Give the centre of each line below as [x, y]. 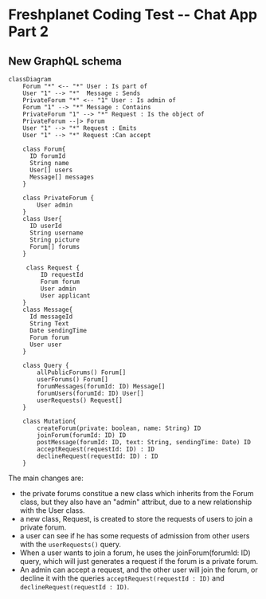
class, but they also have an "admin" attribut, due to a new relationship [136, 502]
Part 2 [29, 32]
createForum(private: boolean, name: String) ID [119, 428]
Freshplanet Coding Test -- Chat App [133, 15]
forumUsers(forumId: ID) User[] [91, 393]
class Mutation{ [50, 421]
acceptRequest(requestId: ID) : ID [96, 449]
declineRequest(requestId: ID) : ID [98, 456]
